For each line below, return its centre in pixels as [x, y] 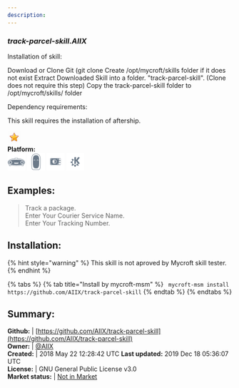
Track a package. [50, 208]
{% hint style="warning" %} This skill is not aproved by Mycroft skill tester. [117, 262]
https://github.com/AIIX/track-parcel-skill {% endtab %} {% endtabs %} [120, 292]
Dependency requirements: [47, 106]
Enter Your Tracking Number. [67, 223]
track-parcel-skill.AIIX [47, 41]
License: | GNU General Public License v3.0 [72, 369]
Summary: [31, 314]
